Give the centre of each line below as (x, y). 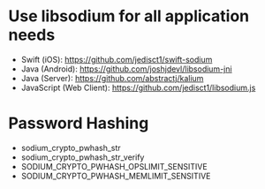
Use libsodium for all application (129, 16)
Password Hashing (79, 123)
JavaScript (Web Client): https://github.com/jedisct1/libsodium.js (138, 87)
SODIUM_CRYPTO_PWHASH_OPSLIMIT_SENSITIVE (114, 166)
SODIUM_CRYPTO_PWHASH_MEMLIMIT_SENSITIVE (116, 176)
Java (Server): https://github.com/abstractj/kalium (112, 78)
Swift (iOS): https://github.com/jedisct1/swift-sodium (117, 59)
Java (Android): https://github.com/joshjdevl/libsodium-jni (126, 69)
